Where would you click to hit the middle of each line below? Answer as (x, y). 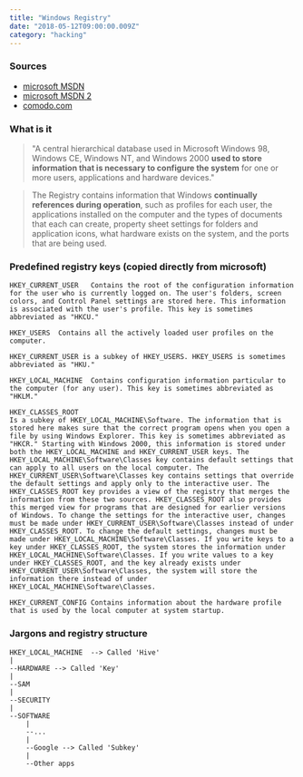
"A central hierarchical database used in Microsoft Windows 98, (151, 148)
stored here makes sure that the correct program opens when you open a (150, 428)
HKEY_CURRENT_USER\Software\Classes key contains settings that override (152, 476)
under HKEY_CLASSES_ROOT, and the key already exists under (126, 563)
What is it (31, 129)
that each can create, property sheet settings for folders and (145, 224)
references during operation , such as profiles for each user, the (152, 204)
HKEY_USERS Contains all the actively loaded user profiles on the (142, 333)
